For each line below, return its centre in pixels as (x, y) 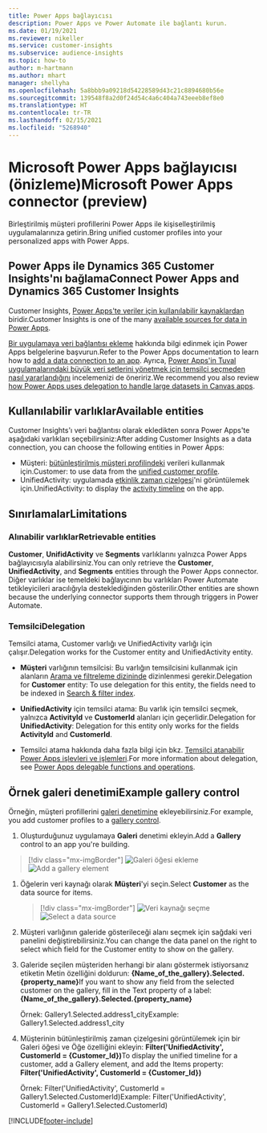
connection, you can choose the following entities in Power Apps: (116, 447)
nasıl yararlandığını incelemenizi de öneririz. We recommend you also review (133, 377)
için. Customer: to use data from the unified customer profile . (120, 471)
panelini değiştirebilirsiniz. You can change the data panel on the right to (138, 941)
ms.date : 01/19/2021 (43, 31)
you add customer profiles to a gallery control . (85, 821)
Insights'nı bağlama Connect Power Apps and (124, 279)
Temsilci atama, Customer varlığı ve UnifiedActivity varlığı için (110, 644)
